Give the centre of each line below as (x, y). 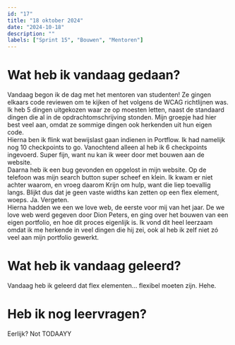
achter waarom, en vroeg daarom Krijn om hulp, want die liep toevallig (109, 185)
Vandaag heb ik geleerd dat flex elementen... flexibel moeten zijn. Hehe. (112, 286)
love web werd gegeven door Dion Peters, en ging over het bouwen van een (118, 215)
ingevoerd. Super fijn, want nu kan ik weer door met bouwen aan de (106, 155)
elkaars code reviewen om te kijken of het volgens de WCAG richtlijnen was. (118, 103)
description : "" (31, 34)
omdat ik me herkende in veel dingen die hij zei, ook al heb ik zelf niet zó (113, 230)
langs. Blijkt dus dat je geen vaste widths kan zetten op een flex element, (113, 192)
